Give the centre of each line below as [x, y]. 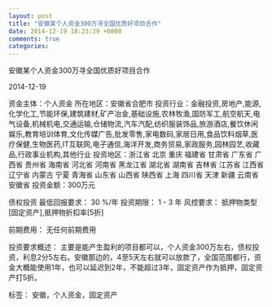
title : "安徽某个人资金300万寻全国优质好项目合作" [85, 24]
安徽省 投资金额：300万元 [52, 185]
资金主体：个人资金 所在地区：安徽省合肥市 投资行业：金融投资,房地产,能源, [135, 103]
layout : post [31, 16]
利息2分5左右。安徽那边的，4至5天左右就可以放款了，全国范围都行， [138, 257]
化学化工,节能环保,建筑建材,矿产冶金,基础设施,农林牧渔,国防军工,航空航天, [131, 114]
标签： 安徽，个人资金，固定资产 [63, 295]
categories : [29, 46]
